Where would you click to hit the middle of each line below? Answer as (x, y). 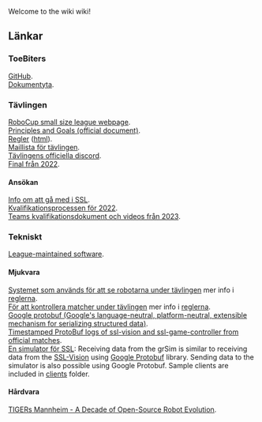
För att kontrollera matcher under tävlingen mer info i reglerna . (110, 307)
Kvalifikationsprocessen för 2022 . (63, 208)
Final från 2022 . (34, 164)
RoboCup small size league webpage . (69, 122)
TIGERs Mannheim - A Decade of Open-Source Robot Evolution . (112, 409)
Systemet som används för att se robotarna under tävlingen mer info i (121, 290)
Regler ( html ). (30, 138)
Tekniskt (25, 237)
